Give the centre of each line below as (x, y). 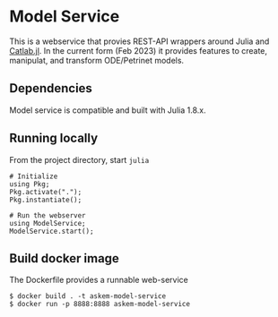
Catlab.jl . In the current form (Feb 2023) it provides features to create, (138, 50)
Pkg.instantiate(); (46, 200)
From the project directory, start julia (79, 159)
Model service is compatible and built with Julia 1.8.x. (108, 110)
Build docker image (64, 258)
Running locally (54, 138)
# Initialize (34, 176)
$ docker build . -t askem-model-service (88, 296)
